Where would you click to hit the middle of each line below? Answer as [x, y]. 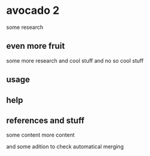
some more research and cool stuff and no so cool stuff [75, 60]
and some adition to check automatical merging [65, 147]
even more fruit [35, 46]
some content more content [40, 135]
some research [25, 27]
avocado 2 [33, 11]
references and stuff [46, 120]
